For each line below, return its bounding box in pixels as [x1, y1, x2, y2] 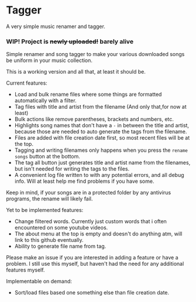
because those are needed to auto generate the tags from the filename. [14, 128, 187, 135]
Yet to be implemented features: [6, 207, 84, 214]
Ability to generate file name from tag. [14, 243, 106, 250]
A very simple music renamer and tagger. [6, 23, 105, 30]
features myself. [6, 266, 45, 273]
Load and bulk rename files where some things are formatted [14, 91, 162, 98]
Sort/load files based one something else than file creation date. [14, 289, 170, 296]
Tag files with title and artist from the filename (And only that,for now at [14, 103, 187, 110]
